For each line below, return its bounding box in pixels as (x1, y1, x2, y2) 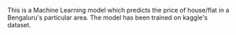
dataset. (7, 21, 32, 29)
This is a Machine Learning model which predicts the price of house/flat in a (7, 6, 230, 14)
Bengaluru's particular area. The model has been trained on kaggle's (7, 13, 208, 22)
